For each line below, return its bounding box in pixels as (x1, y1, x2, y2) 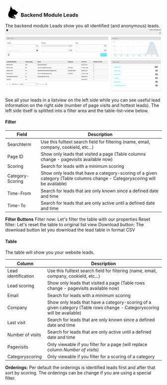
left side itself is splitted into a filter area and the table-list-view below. (5, 107, 149, 113)
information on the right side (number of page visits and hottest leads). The (5, 102, 160, 108)
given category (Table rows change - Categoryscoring (47, 304, 160, 311)
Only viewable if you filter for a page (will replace (47, 341, 148, 347)
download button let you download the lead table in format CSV (5, 227, 135, 233)
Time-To (7, 203, 26, 209)
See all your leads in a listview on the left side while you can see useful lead (5, 97, 161, 103)
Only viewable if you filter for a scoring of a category (47, 354, 155, 360)
